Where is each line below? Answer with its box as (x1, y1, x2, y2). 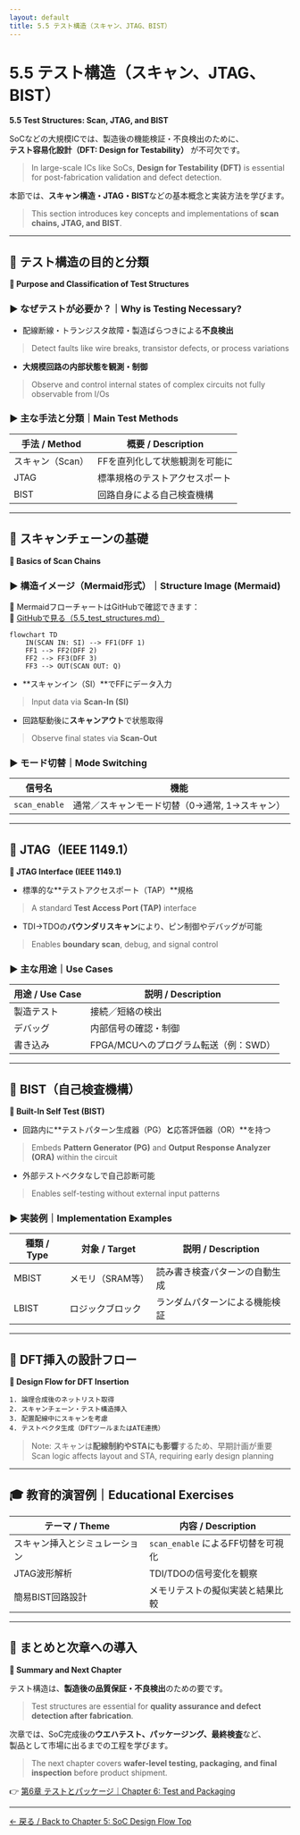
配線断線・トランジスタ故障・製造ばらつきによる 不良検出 (21, 324, 234, 335)
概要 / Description (126, 437, 204, 450)
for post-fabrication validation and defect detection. (30, 172, 222, 183)
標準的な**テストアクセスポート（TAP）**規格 (21, 885, 194, 896)
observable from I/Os (30, 388, 110, 399)
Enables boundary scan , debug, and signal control (30, 939, 219, 950)
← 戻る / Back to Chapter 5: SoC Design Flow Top (9, 1815, 192, 1826)
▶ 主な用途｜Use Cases (9, 963, 113, 975)
